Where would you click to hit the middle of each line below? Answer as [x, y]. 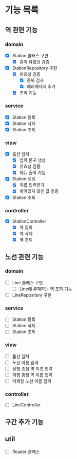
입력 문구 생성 [32, 160]
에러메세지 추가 [41, 86]
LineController [26, 405]
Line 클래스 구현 [27, 282]
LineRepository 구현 [32, 295]
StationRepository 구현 [35, 68]
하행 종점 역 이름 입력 [32, 375]
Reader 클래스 [26, 452]
